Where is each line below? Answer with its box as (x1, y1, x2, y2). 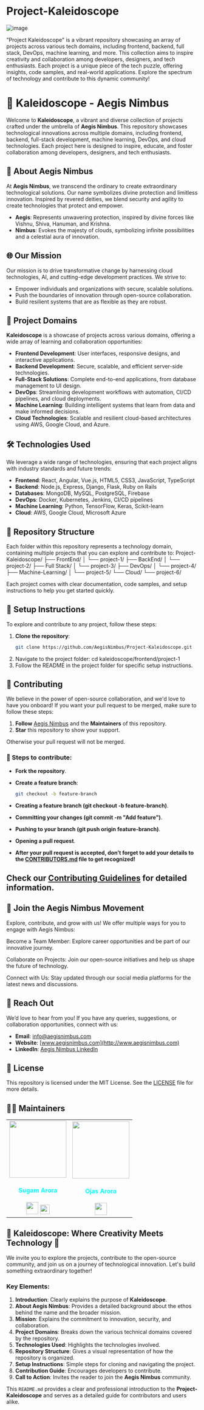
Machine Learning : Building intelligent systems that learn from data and (15, 401, 195, 409)
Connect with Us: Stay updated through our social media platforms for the (6, 974, 191, 981)
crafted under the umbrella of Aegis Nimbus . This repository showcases (6, 123, 188, 130)
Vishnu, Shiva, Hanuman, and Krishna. (15, 220, 111, 227)
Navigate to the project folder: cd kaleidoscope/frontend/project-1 (15, 655, 180, 662)
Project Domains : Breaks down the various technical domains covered (15, 1329, 192, 1336)
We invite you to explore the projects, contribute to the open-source (6, 1254, 176, 1261)
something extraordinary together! (6, 1267, 92, 1274)
